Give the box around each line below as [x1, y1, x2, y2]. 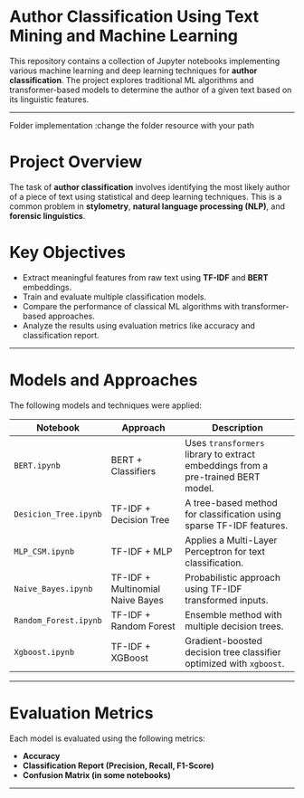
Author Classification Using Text [9, 6, 260, 27]
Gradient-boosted [185, 634, 262, 647]
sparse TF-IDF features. [185, 518, 288, 531]
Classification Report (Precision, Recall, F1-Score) [22, 760, 214, 771]
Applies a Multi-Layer [185, 534, 278, 546]
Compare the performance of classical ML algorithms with [22, 300, 240, 311]
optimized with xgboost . [185, 657, 285, 670]
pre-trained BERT [185, 470, 261, 483]
